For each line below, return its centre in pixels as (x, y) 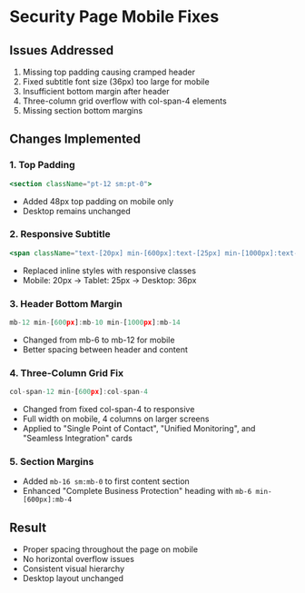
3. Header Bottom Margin (66, 303)
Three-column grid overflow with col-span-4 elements (124, 101)
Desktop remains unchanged (77, 211)
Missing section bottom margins (83, 110)
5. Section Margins (52, 462)
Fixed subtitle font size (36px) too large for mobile (116, 82)
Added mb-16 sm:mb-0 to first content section (106, 481)
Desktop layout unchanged (73, 578)
